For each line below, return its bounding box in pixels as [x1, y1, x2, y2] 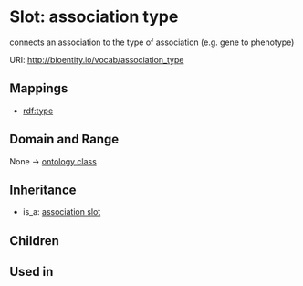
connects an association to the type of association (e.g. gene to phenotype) [9, 37, 295, 48]
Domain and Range [9, 132, 120, 147]
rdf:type [22, 105, 54, 116]
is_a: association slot [22, 207, 101, 217]
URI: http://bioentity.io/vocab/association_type [9, 54, 184, 65]
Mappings [9, 80, 68, 97]
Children [9, 233, 59, 249]
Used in [9, 264, 54, 280]
